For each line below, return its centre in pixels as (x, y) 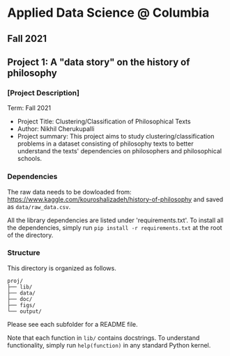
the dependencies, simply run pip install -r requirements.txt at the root (115, 227)
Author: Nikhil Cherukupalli (56, 129)
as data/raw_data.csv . (39, 206)
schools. (30, 159)
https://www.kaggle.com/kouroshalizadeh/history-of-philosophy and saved (115, 199)
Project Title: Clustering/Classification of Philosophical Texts (104, 122)
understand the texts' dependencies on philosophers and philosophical (119, 151)
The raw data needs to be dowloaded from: (69, 192)
